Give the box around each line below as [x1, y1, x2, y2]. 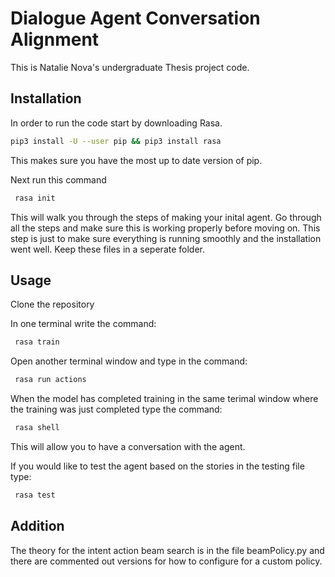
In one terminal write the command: [10, 318, 157, 330]
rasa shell [14, 423, 60, 433]
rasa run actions [14, 375, 87, 385]
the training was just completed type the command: [10, 403, 223, 416]
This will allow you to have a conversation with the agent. [10, 440, 246, 452]
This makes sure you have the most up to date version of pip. [10, 154, 263, 166]
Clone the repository [10, 298, 95, 311]
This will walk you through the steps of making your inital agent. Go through [10, 211, 322, 223]
